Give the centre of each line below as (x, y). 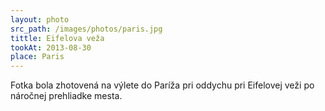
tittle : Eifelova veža (57, 38)
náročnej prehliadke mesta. (66, 96)
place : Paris (37, 57)
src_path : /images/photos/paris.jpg (86, 29)
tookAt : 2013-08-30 (51, 47)
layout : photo (40, 19)
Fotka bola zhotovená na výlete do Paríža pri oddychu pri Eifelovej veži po (162, 85)
